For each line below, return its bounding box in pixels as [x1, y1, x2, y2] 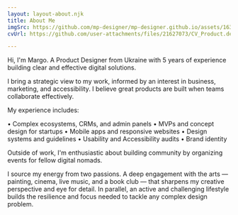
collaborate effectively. [7, 92, 74, 101]
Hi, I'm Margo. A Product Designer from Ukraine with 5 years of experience [7, 56, 227, 65]
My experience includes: [7, 106, 79, 114]
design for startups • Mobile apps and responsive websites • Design [7, 127, 208, 136]
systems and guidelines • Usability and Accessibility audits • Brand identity [7, 135, 227, 143]
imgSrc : [7, 23, 30, 31]
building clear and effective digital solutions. [7, 63, 137, 72]
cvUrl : [7, 30, 27, 38]
